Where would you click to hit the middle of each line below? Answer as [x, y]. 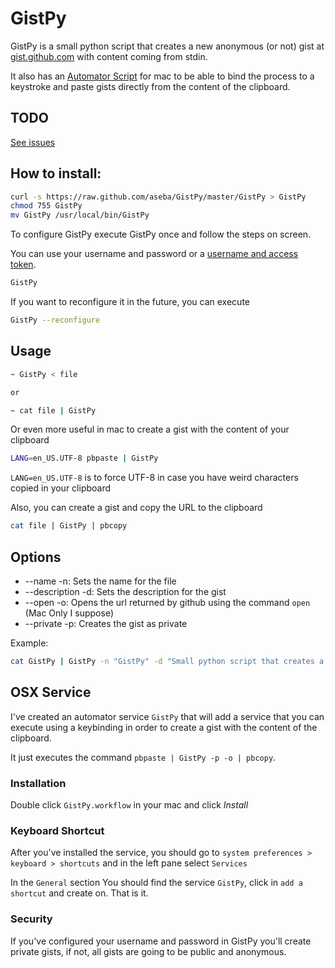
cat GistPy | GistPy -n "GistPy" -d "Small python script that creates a [167, 661]
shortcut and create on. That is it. [79, 893]
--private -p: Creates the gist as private [106, 623]
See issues [33, 142]
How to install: [56, 173]
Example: [29, 643]
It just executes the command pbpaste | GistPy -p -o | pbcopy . [143, 757]
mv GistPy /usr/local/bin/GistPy [80, 215]
